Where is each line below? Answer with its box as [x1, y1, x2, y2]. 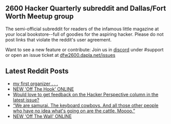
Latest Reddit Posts [5, 67, 69, 76]
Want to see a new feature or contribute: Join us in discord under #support [5, 46, 164, 53]
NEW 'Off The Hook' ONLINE [12, 86, 74, 92]
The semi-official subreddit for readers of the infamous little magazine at [5, 26, 159, 32]
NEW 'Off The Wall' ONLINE [12, 113, 72, 119]
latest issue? [12, 97, 40, 103]
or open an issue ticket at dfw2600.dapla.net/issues [5, 52, 116, 58]
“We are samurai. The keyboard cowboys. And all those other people [12, 102, 159, 108]
